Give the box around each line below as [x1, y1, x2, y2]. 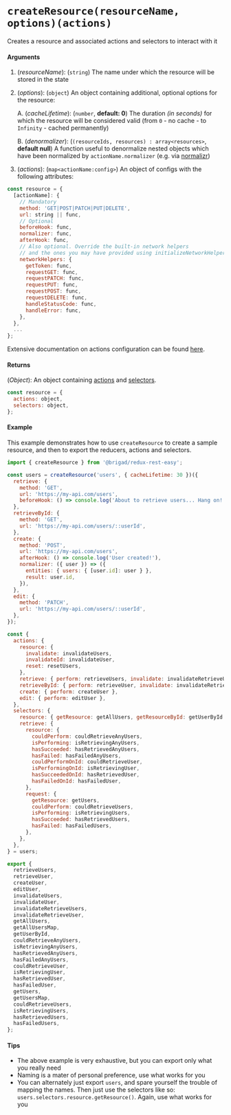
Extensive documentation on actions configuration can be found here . [7, 345, 205, 353]
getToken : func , [25, 262, 72, 269]
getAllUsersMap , [13, 924, 60, 932]
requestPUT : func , [25, 282, 78, 289]
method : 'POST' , [19, 541, 67, 549]
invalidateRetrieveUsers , [13, 905, 88, 912]
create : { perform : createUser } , [19, 688, 118, 695]
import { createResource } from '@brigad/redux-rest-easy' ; [7, 459, 184, 466]
